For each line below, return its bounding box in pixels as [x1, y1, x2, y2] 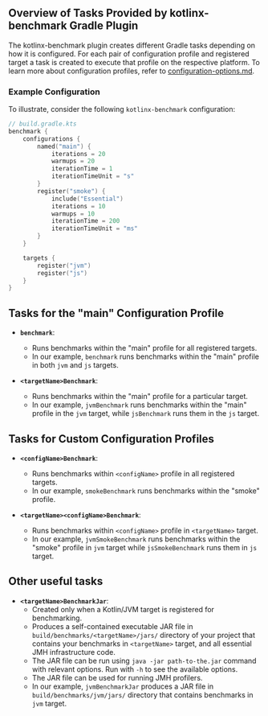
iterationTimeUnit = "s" [51, 172, 135, 180]
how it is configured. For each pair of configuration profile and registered [8, 48, 250, 59]
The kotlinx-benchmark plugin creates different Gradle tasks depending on [8, 40, 255, 50]
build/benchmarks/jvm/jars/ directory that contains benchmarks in [31, 689, 254, 699]
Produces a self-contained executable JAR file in [31, 621, 194, 631]
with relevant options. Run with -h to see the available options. [31, 664, 238, 674]
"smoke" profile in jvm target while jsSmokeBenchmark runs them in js [31, 542, 258, 552]
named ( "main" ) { [37, 142, 91, 150]
